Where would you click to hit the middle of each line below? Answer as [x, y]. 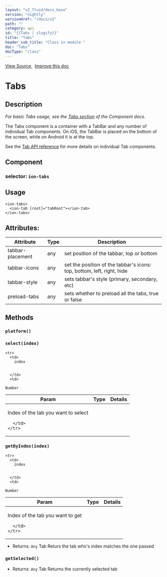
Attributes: [22, 228]
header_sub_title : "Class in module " [45, 42]
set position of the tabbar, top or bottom [111, 254]
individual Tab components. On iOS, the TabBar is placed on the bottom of [81, 131]
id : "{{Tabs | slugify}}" [32, 33]
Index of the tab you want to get [45, 516]
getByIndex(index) [27, 446]
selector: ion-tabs [27, 176]
